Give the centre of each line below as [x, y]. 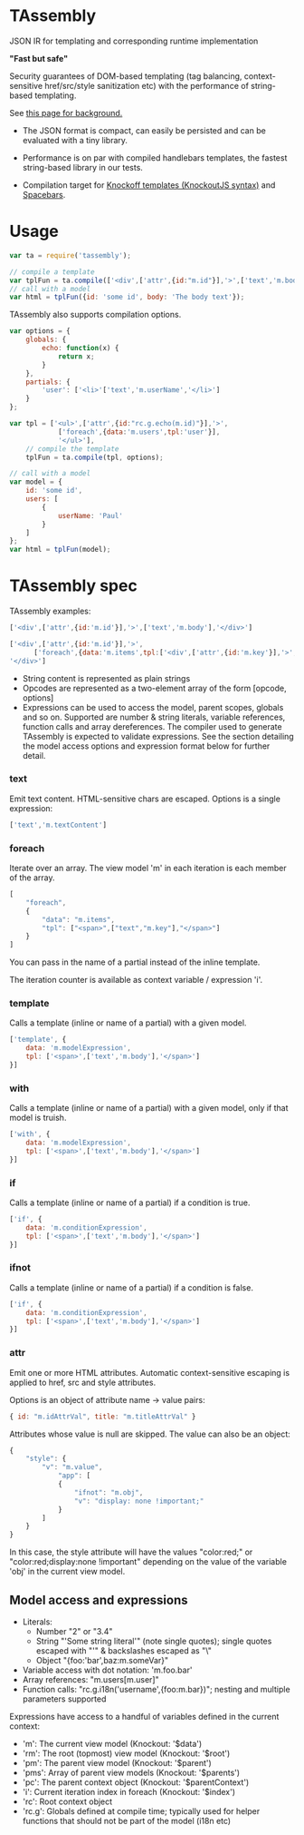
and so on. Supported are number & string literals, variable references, [154, 717]
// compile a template [52, 272]
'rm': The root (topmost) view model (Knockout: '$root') [126, 1753]
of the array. [33, 878]
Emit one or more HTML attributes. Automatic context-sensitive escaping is [150, 1372]
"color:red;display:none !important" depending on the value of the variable [148, 1562]
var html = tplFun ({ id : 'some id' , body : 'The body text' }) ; [127, 297]
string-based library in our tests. [82, 167]
